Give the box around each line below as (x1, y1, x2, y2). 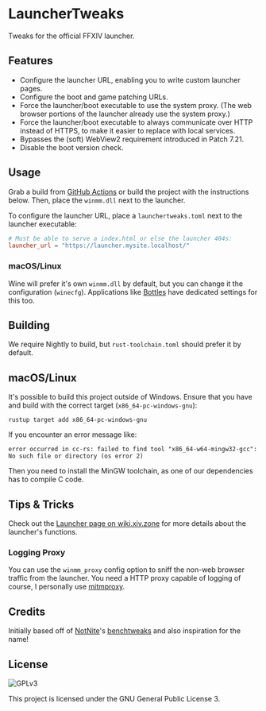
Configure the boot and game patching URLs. (19, 92, 168, 102)
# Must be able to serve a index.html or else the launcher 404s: (8, 234, 233, 242)
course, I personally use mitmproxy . (8, 582, 125, 592)
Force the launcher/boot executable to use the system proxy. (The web (19, 100, 253, 110)
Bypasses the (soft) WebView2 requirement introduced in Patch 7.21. (19, 134, 245, 144)
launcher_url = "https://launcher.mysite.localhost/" (8, 242, 191, 250)
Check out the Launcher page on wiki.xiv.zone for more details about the (8, 519, 247, 528)
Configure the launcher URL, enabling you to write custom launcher (19, 75, 241, 84)
